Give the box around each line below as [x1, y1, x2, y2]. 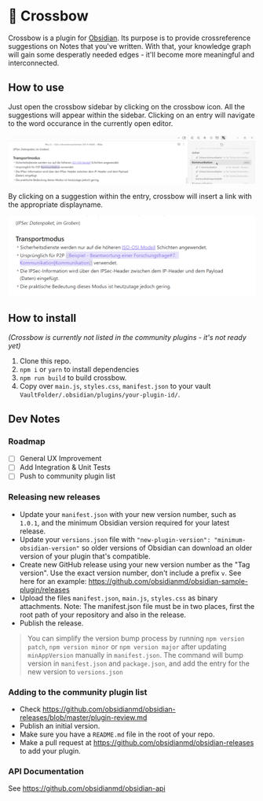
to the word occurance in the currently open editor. [8, 118, 174, 128]
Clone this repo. [19, 356, 71, 365]
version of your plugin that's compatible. [19, 551, 151, 561]
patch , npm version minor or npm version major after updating [27, 641, 227, 652]
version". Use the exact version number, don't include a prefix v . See [19, 568, 242, 578]
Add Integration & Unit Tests [19, 463, 111, 472]
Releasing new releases [8, 492, 100, 503]
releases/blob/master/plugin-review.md [19, 713, 148, 722]
